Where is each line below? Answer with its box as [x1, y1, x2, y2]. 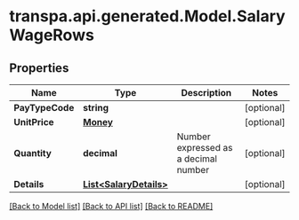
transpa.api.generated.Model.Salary [9, 6, 287, 27]
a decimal [176, 153, 218, 165]
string [83, 102, 109, 114]
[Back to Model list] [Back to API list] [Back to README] [9, 201, 214, 211]
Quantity [13, 147, 52, 159]
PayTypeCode [13, 102, 75, 114]
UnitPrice [13, 116, 55, 128]
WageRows [9, 25, 95, 45]
